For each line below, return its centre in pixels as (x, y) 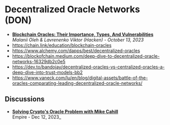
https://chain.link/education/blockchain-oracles (62, 45)
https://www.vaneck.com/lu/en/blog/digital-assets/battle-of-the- (80, 78)
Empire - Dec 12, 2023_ (37, 117)
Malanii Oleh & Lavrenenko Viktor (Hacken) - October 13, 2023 (78, 40)
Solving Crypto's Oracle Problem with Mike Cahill (65, 111)
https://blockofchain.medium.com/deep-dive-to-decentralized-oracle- (86, 56)
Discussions (25, 99)
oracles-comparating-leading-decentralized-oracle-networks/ (77, 83)
